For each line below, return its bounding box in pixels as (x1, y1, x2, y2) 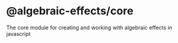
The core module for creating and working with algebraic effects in (6, 24, 173, 31)
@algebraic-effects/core (6, 4, 134, 18)
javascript (6, 30, 31, 37)
